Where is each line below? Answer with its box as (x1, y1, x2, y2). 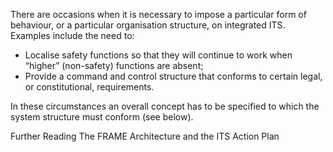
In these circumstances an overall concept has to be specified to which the (10, 100, 320, 112)
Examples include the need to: (10, 30, 135, 41)
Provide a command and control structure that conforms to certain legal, (24, 70, 323, 82)
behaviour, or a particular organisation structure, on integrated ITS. (10, 19, 286, 31)
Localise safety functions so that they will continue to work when (24, 49, 293, 61)
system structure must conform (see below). (10, 111, 194, 123)
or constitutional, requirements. (24, 81, 155, 93)
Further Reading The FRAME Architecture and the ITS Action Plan (10, 130, 280, 142)
